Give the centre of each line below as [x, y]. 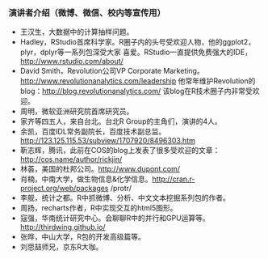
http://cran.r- [174, 179]
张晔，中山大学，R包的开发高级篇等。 [82, 237]
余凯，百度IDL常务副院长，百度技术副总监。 [93, 132]
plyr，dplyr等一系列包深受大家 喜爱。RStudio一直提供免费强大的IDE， [136, 52]
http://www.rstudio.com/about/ [71, 62]
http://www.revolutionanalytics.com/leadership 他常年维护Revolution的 [138, 81]
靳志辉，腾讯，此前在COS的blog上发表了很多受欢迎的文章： [120, 151]
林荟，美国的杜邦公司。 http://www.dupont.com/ [100, 169]
